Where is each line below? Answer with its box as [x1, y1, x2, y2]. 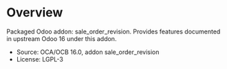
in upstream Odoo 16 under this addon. [6, 34, 117, 42]
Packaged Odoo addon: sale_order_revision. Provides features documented [6, 27, 221, 36]
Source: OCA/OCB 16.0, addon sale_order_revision [16, 48, 160, 56]
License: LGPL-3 [16, 55, 63, 63]
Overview [6, 5, 63, 20]
